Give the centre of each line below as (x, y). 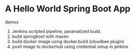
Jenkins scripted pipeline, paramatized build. (56, 31)
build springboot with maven (40, 36)
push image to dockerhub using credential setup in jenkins (70, 46)
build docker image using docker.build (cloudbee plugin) (68, 41)
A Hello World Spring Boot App (68, 9)
